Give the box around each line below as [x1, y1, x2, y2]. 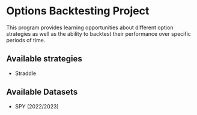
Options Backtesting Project [6, 4, 150, 18]
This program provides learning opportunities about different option [6, 24, 174, 31]
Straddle [14, 70, 37, 77]
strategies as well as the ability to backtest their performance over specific [6, 30, 191, 37]
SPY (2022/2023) [14, 102, 59, 110]
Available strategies [6, 54, 82, 64]
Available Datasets [6, 87, 78, 97]
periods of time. [6, 36, 46, 43]
